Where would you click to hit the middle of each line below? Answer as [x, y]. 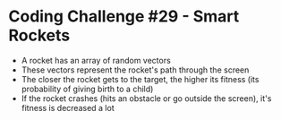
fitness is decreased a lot [68, 107]
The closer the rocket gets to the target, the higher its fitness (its [140, 79]
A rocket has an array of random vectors [96, 60]
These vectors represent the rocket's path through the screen [135, 70]
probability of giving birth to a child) [87, 89]
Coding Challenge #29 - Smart [124, 17]
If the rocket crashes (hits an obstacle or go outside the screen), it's [146, 98]
